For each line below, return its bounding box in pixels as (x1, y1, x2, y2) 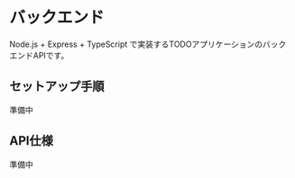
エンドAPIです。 (9, 49, 69, 60)
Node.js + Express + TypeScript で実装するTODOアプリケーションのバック (9, 39, 287, 49)
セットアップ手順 (9, 79, 105, 94)
